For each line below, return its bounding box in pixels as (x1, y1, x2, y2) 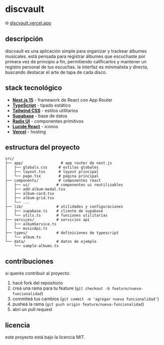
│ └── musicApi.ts (5, 226, 48, 231)
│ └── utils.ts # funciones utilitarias (5, 213, 108, 218)
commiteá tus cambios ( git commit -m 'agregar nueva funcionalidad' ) (12, 296, 159, 302)
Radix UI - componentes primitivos (12, 118, 84, 124)
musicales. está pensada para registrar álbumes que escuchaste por (5, 53, 146, 59)
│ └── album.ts (5, 235, 41, 240)
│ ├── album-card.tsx (5, 191, 55, 196)
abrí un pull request (12, 307, 53, 313)
